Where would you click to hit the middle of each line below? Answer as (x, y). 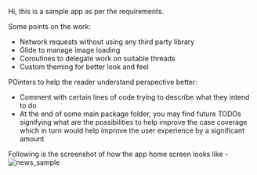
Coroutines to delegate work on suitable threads (97, 58)
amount (32, 139)
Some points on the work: (50, 26)
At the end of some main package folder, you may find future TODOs (130, 114)
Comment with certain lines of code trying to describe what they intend (134, 97)
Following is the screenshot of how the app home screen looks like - (118, 154)
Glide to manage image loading (70, 50)
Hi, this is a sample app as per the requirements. (86, 11)
